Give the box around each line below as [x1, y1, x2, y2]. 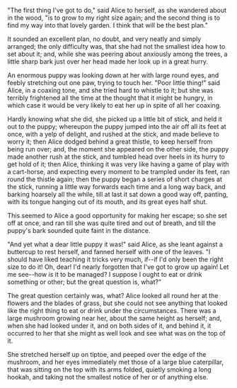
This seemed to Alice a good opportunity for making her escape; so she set [7, 212, 228, 219]
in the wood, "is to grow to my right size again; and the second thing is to [7, 13, 221, 22]
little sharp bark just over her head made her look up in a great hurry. [7, 57, 209, 66]
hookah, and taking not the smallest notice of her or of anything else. [7, 373, 209, 381]
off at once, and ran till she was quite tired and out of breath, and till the [7, 219, 216, 227]
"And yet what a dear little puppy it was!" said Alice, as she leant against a [7, 240, 223, 249]
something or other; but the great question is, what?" [7, 278, 161, 286]
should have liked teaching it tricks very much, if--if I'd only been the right [7, 255, 224, 263]
